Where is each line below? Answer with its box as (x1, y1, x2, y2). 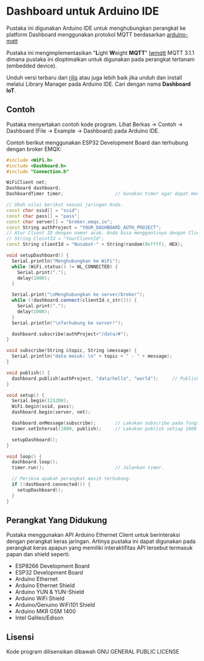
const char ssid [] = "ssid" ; (6, 207, 80, 214)
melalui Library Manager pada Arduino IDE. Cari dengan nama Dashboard (6, 80, 191, 88)
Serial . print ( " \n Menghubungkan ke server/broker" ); (12, 292, 146, 298)
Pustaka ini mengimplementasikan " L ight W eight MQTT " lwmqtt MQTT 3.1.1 (6, 49, 194, 56)
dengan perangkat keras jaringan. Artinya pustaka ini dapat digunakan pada (6, 537, 196, 545)
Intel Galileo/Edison (15, 614, 64, 621)
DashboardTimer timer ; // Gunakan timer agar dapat (6, 191, 189, 197)
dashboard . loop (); (12, 459, 59, 465)
